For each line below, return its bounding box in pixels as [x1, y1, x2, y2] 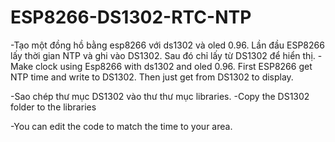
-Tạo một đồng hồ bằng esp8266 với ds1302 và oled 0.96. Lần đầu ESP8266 [10, 39, 325, 51]
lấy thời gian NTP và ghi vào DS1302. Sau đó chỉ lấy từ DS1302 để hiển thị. [10, 49, 316, 61]
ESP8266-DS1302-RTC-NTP [10, 6, 252, 29]
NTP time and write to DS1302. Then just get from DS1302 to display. [10, 71, 294, 83]
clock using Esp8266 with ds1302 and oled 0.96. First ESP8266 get [34, 60, 313, 72]
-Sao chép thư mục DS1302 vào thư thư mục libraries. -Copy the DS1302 [10, 90, 310, 102]
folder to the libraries [10, 101, 97, 113]
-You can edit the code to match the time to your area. [10, 120, 233, 132]
